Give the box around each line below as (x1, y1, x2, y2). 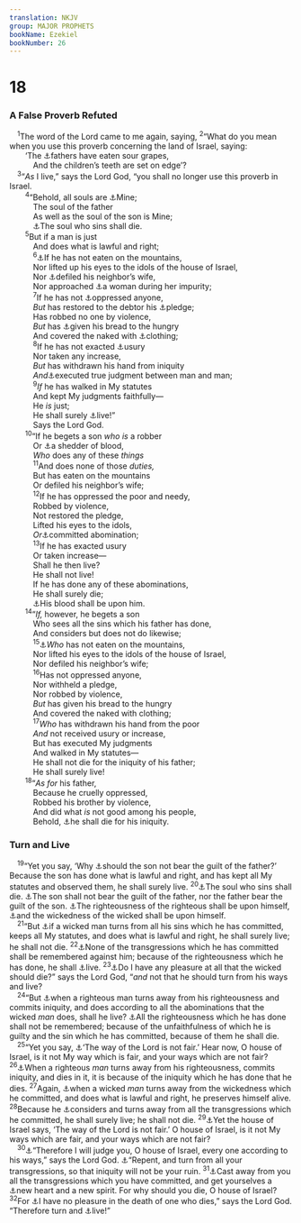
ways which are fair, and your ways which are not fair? (9, 1134, 211, 1145)
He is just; (32, 400, 70, 411)
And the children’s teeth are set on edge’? (32, 160, 187, 171)
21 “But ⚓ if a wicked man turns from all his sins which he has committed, (17, 919, 285, 932)
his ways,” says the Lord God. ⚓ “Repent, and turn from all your (9, 1155, 243, 1165)
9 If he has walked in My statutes (32, 379, 153, 392)
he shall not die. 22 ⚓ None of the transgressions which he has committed (9, 940, 279, 952)
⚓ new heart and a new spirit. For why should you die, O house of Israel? (9, 1184, 278, 1195)
